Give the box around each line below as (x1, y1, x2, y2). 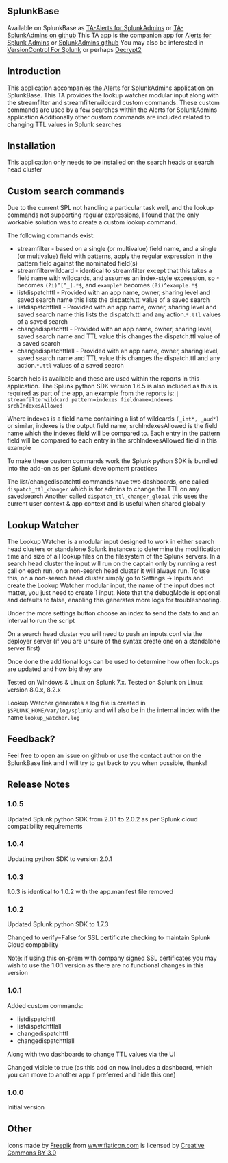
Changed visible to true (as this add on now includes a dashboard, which (7, 1063, 213, 1071)
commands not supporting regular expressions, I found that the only (7, 211, 199, 219)
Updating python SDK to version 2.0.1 (7, 854, 112, 863)
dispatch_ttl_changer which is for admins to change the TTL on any (7, 485, 200, 493)
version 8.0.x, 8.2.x (7, 685, 62, 694)
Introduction (7, 65, 62, 78)
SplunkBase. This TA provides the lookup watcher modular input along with (7, 91, 219, 99)
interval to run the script (7, 617, 75, 625)
